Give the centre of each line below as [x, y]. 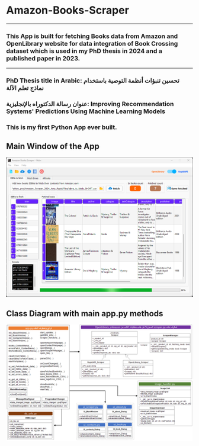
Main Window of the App [53, 147]
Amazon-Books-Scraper [68, 10]
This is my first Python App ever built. [62, 127]
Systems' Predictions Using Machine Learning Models [86, 111]
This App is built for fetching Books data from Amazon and [92, 36]
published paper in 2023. [43, 58]
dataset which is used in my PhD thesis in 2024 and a [84, 51]
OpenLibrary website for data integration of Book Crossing [92, 43]
